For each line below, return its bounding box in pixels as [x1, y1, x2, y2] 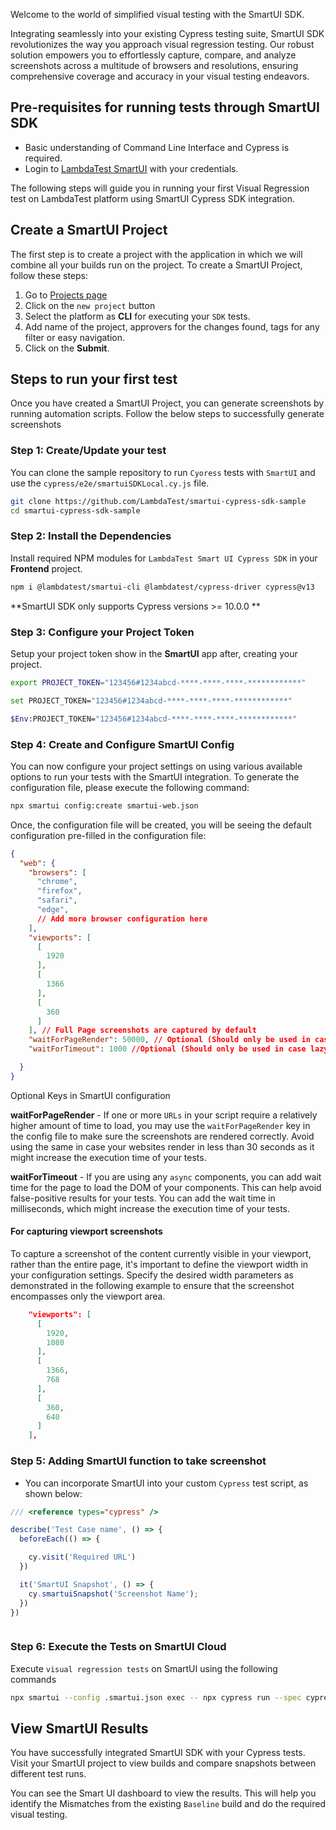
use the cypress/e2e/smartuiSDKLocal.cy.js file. [10, 477, 210, 489]
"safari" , [36, 895, 78, 906]
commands [10, 1673, 57, 1685]
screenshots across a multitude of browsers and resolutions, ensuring [10, 60, 299, 71]
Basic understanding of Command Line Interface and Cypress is [24, 141, 290, 153]
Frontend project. [10, 562, 83, 574]
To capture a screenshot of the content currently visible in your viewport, [10, 1247, 312, 1259]
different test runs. [10, 1768, 87, 1780]
